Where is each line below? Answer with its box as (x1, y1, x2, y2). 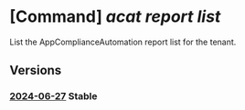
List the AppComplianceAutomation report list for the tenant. (9, 36, 237, 47)
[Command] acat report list (9, 6, 221, 27)
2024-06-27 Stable (9, 90, 98, 103)
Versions (9, 63, 62, 78)
